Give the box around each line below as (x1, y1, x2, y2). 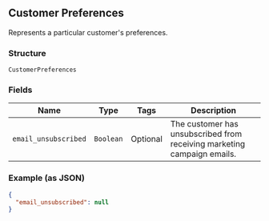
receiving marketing (170, 139, 246, 150)
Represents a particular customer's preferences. (8, 27, 168, 37)
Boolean (94, 135, 123, 143)
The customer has (170, 119, 239, 130)
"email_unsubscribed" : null (15, 198, 110, 207)
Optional (130, 134, 163, 145)
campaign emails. (170, 148, 237, 159)
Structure (8, 47, 46, 58)
